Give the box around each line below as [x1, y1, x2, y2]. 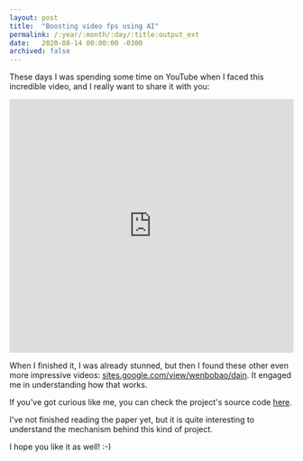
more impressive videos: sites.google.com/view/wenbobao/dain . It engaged [9, 370, 291, 381]
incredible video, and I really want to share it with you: [9, 81, 210, 92]
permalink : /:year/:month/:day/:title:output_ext [9, 30, 200, 39]
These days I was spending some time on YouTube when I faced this [9, 71, 264, 82]
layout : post [9, 13, 59, 23]
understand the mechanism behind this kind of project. [9, 424, 214, 435]
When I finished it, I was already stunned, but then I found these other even [9, 360, 289, 371]
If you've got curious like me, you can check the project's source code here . [9, 397, 293, 408]
